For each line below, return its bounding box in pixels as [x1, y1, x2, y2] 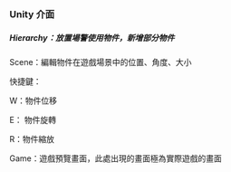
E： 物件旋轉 [9, 114, 57, 125]
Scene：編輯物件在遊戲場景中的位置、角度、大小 [9, 56, 192, 67]
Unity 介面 [9, 7, 55, 20]
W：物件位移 [9, 95, 57, 106]
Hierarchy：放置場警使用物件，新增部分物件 [9, 32, 175, 43]
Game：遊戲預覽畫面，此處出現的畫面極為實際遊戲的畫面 [9, 152, 222, 164]
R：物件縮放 [9, 133, 55, 144]
